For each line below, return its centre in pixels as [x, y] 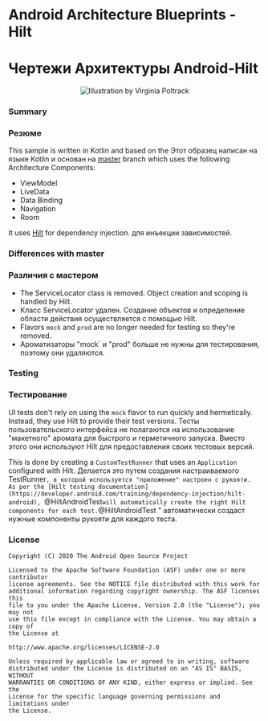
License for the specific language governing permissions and [114, 697]
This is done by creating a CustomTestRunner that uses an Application [123, 462]
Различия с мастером [53, 275]
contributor [28, 577]
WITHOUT [21, 676]
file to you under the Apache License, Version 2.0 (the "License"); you [134, 605]
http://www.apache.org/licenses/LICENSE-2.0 [84, 648]
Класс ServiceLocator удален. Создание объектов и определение [132, 310]
